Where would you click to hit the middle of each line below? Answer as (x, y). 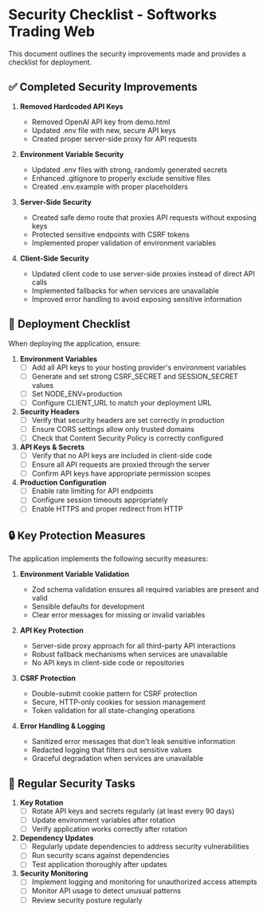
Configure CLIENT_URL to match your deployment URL (122, 402)
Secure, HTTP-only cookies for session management (118, 702)
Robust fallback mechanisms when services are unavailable (130, 654)
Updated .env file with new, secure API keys (104, 130)
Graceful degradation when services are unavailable (118, 758)
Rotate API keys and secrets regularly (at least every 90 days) (133, 811)
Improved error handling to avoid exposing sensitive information (137, 299)
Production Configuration (63, 483)
